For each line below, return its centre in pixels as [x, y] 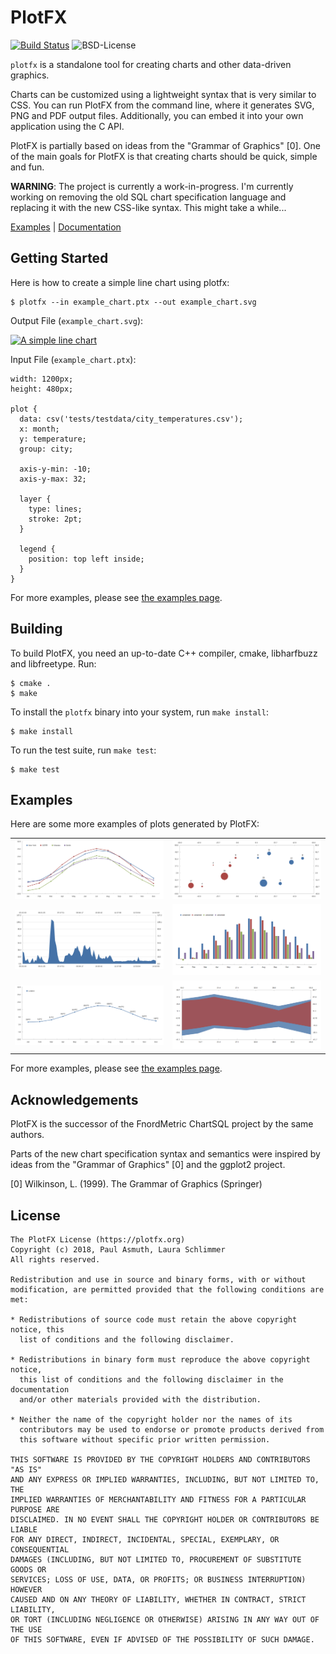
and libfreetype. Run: [53, 663]
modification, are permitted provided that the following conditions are [167, 1290]
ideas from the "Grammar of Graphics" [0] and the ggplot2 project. [148, 1165]
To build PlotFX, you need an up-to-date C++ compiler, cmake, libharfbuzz [164, 653]
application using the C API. [67, 126]
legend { [37, 549]
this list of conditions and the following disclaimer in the [151, 1380]
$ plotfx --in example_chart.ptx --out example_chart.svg [133, 302]
